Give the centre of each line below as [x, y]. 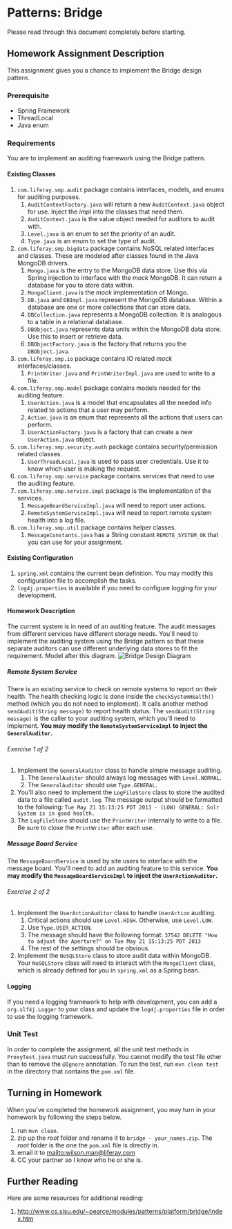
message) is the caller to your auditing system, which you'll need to [101, 718]
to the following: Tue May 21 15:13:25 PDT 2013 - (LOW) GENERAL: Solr [118, 807]
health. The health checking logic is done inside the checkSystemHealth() [111, 696]
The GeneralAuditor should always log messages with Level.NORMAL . [125, 778]
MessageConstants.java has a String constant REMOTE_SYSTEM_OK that [123, 534]
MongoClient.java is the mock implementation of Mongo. [108, 292]
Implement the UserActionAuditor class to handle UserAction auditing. [116, 913]
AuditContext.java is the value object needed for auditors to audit [121, 218]
